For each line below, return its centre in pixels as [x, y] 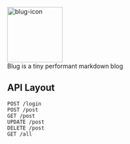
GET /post [21, 116]
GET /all [20, 134]
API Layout [31, 88]
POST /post [23, 110]
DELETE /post [26, 128]
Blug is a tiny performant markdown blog [65, 66]
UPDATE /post [26, 122]
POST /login [24, 104]
